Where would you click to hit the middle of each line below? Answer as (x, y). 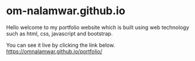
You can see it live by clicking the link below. (61, 45)
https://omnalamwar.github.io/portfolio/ (54, 51)
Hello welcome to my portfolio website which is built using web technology (97, 27)
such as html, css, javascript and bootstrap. (59, 33)
